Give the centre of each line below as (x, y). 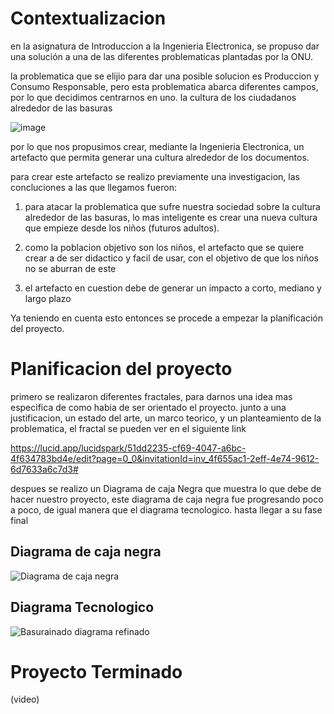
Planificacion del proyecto (121, 369)
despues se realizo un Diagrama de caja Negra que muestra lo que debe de (166, 488)
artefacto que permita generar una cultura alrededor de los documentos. (160, 157)
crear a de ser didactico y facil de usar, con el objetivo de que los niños (172, 258)
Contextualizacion (88, 18)
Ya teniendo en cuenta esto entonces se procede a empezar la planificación (166, 318)
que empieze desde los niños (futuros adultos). (122, 228)
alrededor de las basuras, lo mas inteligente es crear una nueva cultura (171, 217)
